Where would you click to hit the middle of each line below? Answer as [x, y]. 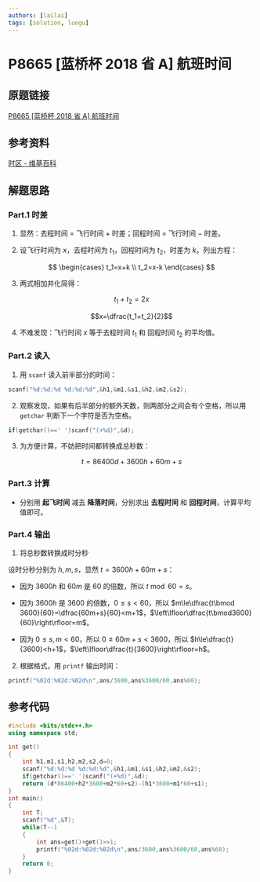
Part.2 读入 [29, 356]
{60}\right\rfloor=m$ [53, 623]
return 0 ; [38, 864]
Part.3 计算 [29, 484]
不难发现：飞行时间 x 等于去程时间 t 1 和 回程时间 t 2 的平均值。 [119, 333]
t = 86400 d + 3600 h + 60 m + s [132, 462]
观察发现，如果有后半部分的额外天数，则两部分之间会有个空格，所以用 [133, 405]
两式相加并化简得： [51, 283]
